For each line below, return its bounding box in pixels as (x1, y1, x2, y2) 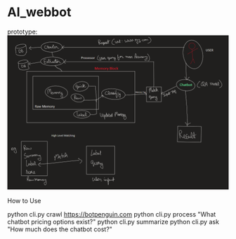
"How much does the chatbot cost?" (7, 225, 112, 233)
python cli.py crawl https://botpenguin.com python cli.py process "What (7, 210, 216, 218)
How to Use (7, 196, 41, 205)
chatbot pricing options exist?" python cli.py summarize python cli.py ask (7, 217, 220, 226)
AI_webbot (7, 4, 72, 20)
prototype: (7, 27, 38, 36)
